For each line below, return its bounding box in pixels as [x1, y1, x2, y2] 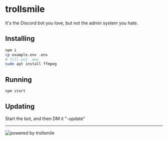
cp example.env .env [5, 52, 48, 57]
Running [5, 75, 32, 84]
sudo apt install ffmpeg [5, 61, 57, 67]
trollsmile [5, 3, 45, 15]
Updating [5, 102, 35, 111]
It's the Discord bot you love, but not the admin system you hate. [5, 20, 138, 26]
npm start [5, 89, 26, 94]
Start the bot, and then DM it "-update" [5, 116, 85, 122]
